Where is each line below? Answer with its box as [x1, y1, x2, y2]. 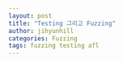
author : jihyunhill [8, 27, 74, 35]
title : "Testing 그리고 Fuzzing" [8, 19, 116, 27]
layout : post [8, 11, 53, 20]
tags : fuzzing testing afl [8, 42, 100, 50]
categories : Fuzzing [8, 34, 78, 43]
